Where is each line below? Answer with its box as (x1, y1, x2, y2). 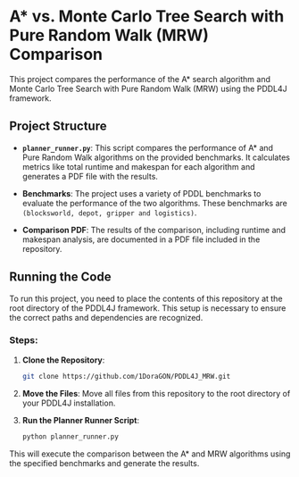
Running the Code (9, 270, 112, 285)
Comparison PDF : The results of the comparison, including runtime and (21, 224, 287, 235)
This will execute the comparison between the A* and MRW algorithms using (9, 448, 291, 459)
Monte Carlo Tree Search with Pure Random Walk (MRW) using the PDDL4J (9, 83, 287, 94)
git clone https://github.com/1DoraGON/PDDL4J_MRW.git (21, 372, 231, 381)
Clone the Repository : (21, 355, 105, 365)
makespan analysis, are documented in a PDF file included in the (21, 234, 261, 245)
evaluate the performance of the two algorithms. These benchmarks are (21, 197, 287, 208)
